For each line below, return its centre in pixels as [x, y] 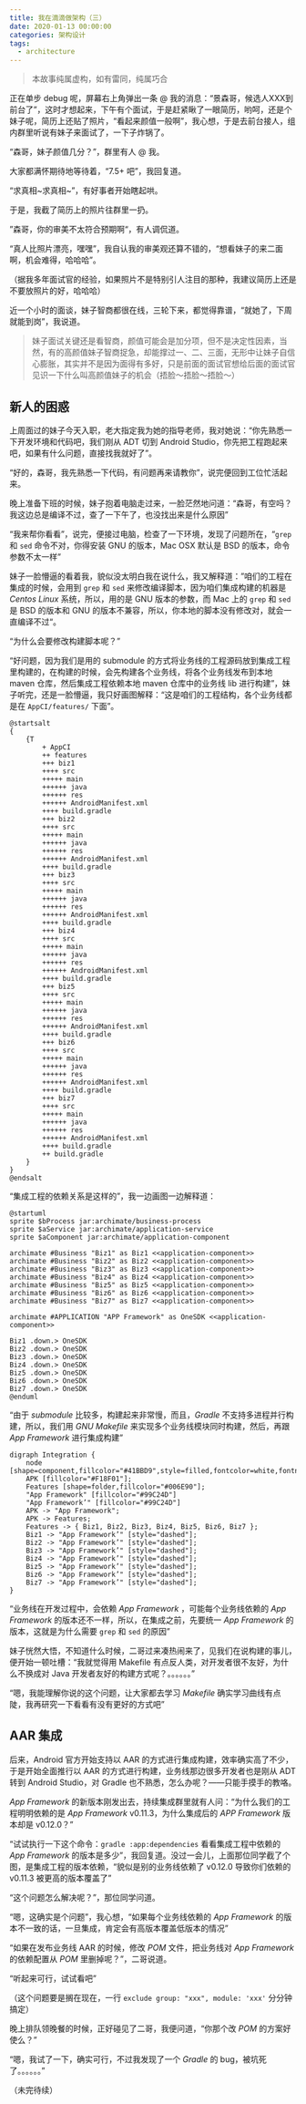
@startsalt [30, 723]
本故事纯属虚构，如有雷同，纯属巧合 [100, 79]
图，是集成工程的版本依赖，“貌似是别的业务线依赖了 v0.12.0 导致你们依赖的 [150, 1866]
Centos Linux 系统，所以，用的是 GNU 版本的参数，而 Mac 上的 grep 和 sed [150, 599]
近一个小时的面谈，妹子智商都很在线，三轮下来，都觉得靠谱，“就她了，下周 [151, 310]
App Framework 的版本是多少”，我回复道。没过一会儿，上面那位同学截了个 [150, 1855]
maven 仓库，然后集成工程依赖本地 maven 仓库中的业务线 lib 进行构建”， [146, 683]
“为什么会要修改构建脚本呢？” [65, 641]
